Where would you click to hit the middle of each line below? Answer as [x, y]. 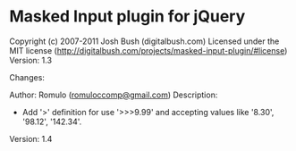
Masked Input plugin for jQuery [127, 17]
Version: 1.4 [31, 138]
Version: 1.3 [30, 60]
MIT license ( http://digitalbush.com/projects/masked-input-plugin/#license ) [148, 50]
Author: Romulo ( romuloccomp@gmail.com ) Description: [114, 95]
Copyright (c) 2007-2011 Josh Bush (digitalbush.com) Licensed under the [144, 41]
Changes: [27, 77]
